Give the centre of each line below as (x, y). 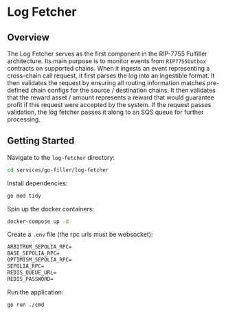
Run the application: (35, 292)
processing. (24, 119)
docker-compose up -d (38, 221)
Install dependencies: (37, 183)
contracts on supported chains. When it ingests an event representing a (109, 68)
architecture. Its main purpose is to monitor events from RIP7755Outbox (106, 61)
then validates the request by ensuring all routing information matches (106, 83)
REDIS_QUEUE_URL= (32, 272)
